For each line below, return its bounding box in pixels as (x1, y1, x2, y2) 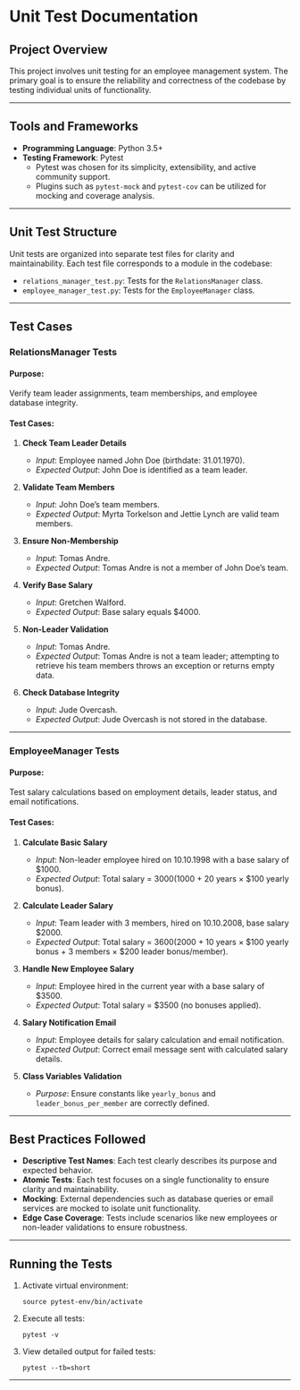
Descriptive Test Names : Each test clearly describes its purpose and (21, 1155, 277, 1166)
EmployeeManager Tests (9, 745, 121, 757)
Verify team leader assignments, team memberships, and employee (9, 388, 258, 399)
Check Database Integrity (21, 687, 121, 698)
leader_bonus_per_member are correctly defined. (35, 1097, 210, 1108)
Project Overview (9, 42, 108, 57)
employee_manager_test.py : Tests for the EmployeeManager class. (21, 285, 255, 295)
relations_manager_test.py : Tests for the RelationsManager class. (21, 275, 263, 286)
